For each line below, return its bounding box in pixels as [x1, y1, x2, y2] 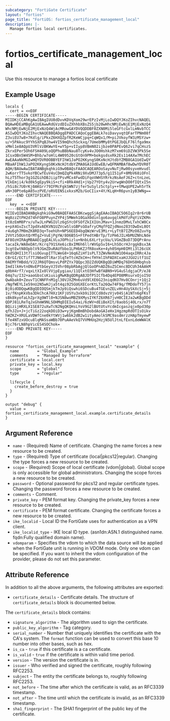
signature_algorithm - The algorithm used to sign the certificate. [12, 619, 149, 625]
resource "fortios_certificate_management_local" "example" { [5, 344, 140, 349]
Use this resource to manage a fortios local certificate [5, 76, 118, 82]
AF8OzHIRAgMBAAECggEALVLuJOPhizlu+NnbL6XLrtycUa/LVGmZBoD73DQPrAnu [5, 237, 151, 242]
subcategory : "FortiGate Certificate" [5, 7, 87, 13]
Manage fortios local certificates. [10, 26, 87, 32]
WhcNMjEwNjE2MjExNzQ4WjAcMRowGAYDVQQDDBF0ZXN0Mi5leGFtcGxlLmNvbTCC [5, 126, 151, 131]
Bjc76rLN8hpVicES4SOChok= [5, 322, 60, 327]
